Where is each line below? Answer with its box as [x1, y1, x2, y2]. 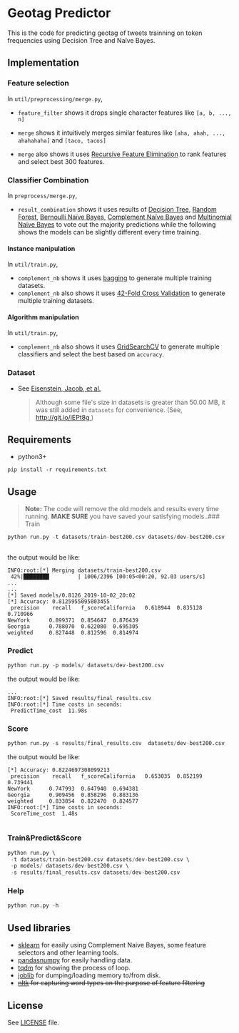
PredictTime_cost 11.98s [10, 707, 88, 714]
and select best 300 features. [17, 157, 105, 165]
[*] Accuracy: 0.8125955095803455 [7, 598, 111, 605]
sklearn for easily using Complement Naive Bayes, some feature [17, 941, 207, 950]
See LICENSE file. [7, 1018, 59, 1027]
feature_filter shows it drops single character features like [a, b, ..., [17, 108, 232, 117]
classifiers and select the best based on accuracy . [17, 350, 164, 359]
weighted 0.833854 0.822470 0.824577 [7, 798, 139, 805]
